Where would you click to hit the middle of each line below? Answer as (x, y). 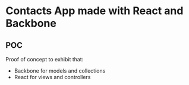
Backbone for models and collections (60, 71)
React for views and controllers (52, 77)
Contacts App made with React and (94, 11)
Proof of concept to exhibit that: (45, 59)
